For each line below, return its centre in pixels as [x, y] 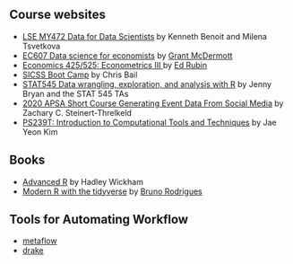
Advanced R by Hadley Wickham [82, 181]
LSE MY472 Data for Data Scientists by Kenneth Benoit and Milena [144, 36]
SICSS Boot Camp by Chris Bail [80, 75]
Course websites [57, 15]
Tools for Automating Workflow [99, 220]
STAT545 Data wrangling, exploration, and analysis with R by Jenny [146, 84]
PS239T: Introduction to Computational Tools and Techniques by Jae [149, 122]
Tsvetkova [41, 46]
